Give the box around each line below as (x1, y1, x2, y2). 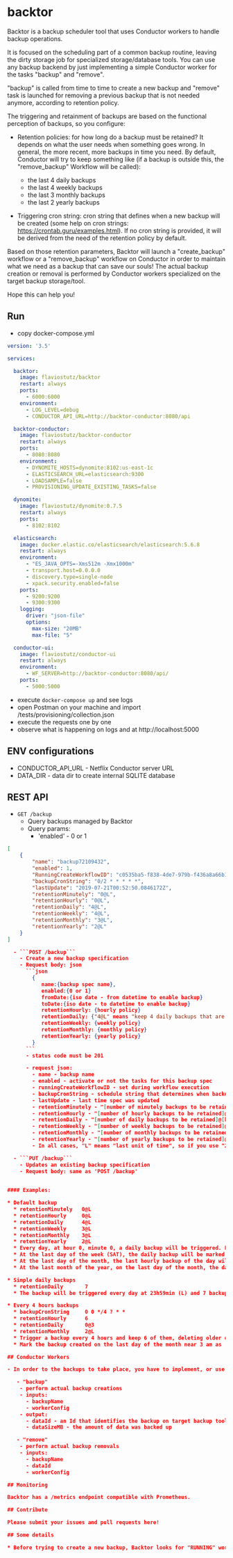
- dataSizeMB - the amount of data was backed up (25, 1424, 172, 1431)
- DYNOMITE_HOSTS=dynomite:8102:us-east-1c (25, 464, 154, 471)
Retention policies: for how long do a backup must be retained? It (17, 133, 204, 141)
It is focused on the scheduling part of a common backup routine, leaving (7, 48, 217, 56)
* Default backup (7, 1200, 58, 1207)
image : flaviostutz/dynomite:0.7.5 (19, 502, 123, 510)
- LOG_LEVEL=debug (25, 406, 79, 413)
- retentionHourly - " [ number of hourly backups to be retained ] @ (32, 1110, 228, 1117)
